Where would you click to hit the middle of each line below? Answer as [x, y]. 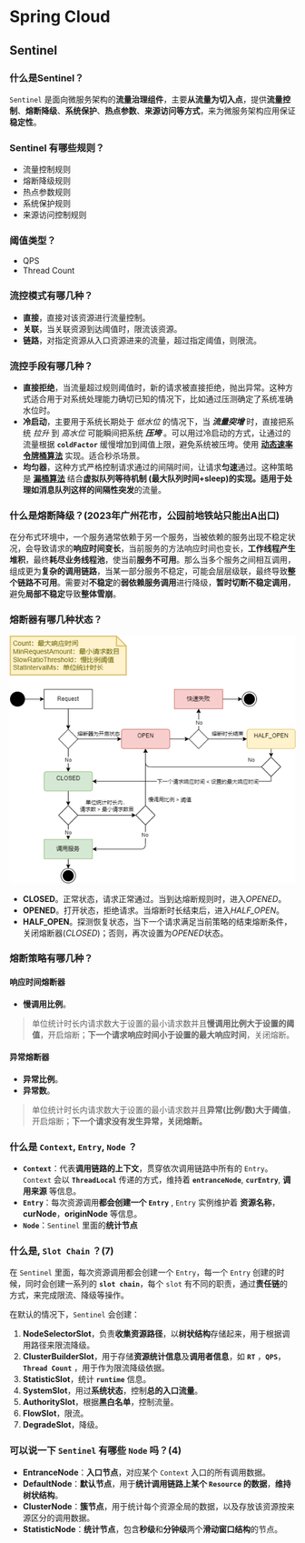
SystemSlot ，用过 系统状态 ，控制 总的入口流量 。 [113, 1391]
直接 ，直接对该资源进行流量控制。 [86, 317]
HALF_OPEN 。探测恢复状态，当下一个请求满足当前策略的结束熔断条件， [157, 921]
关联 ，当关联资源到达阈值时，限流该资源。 [102, 328]
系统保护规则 [46, 204]
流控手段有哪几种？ [51, 366]
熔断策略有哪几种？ [51, 958]
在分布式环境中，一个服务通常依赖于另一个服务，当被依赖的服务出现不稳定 [148, 537]
